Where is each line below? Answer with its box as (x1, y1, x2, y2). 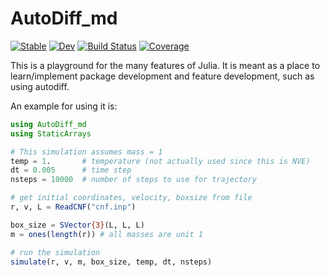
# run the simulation (10, 247, 101, 257)
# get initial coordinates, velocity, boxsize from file (10, 193, 253, 203)
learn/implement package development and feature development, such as (10, 70, 315, 82)
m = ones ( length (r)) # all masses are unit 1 (10, 229, 203, 239)
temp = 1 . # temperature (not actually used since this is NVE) (10, 156, 311, 166)
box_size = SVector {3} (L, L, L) (10, 220, 145, 230)
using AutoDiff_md (10, 119, 87, 129)
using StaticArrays (10, 128, 92, 139)
